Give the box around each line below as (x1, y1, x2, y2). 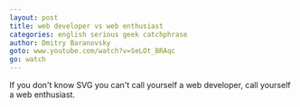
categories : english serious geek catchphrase (9, 30, 188, 39)
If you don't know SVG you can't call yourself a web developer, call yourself (9, 80, 291, 90)
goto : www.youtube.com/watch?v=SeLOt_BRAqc (9, 47, 176, 56)
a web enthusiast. (9, 89, 75, 100)
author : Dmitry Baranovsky (9, 38, 111, 48)
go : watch (9, 55, 47, 64)
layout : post (9, 13, 59, 22)
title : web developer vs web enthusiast (9, 22, 164, 31)
